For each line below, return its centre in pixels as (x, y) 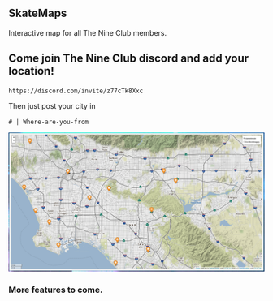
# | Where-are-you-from (49, 122)
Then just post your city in (52, 105)
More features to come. (56, 290)
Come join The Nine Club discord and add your (129, 59)
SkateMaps (38, 13)
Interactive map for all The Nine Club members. (88, 32)
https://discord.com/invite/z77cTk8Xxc (76, 91)
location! (31, 71)
